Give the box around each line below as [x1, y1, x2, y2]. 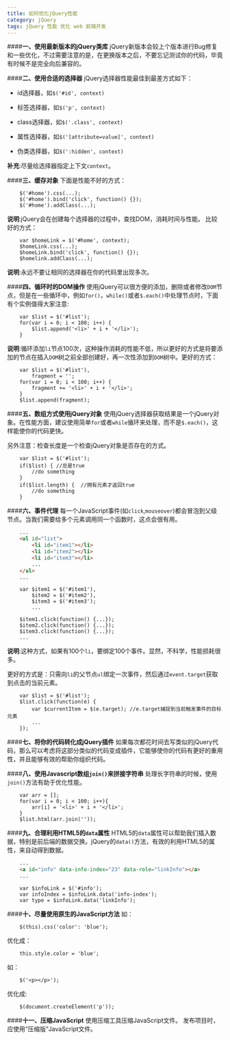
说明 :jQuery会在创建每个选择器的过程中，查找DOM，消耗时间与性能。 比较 [7, 215, 218, 223]
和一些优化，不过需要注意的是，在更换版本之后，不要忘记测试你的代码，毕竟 [7, 51, 223, 59]
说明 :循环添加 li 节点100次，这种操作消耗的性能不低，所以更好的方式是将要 [7, 345, 217, 353]
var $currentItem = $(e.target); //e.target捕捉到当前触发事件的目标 [31, 706, 222, 713]
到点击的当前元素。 [7, 679, 62, 687]
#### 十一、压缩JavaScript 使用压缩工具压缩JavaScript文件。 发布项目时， [7, 1017, 219, 1024]
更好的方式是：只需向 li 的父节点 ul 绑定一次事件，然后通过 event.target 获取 [7, 670, 218, 678]
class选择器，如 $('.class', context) [16, 118, 124, 126]
